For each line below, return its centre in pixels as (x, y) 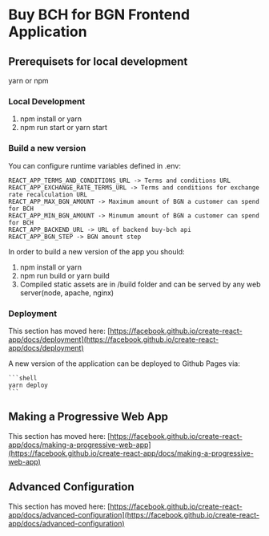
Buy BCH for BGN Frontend (99, 15)
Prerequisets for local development (98, 61)
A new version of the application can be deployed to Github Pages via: (124, 363)
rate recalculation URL (48, 194)
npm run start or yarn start (64, 128)
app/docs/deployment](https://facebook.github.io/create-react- (113, 339)
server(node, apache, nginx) (67, 292)
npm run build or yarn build (64, 275)
